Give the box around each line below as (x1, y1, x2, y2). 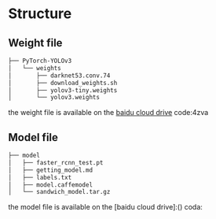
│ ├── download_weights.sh (8, 79, 118, 87)
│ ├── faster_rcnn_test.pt (8, 158, 104, 166)
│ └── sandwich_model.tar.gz (8, 188, 111, 196)
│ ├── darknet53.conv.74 (8, 72, 111, 80)
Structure (8, 5, 72, 23)
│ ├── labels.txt (8, 173, 72, 181)
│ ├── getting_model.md (8, 166, 93, 174)
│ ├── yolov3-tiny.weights (8, 86, 118, 95)
